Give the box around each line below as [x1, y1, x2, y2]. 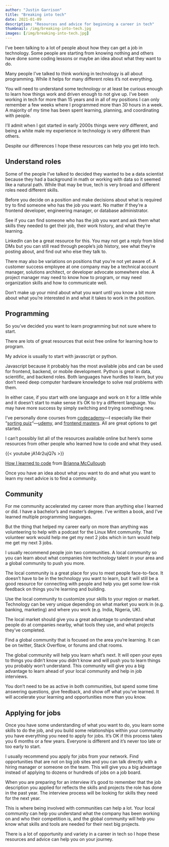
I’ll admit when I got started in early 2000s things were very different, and [5, 122, 158, 128]
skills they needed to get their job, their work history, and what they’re [5, 223, 150, 229]
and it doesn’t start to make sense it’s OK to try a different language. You [5, 399, 156, 405]
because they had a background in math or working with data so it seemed [5, 176, 161, 182]
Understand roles [5, 157, 62, 166]
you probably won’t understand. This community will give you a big [5, 663, 145, 669]
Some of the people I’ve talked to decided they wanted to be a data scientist [5, 171, 164, 177]
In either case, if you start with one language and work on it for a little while [5, 394, 162, 400]
